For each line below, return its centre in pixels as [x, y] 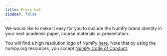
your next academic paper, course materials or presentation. [67, 33]
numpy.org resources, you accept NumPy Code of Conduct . [67, 48]
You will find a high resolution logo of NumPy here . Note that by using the [81, 43]
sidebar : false [21, 14]
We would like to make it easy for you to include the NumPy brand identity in [83, 28]
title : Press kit [23, 10]
